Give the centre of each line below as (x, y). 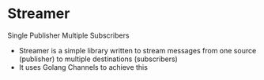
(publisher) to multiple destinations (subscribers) (98, 59)
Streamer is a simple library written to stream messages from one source (138, 50)
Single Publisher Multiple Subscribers (68, 35)
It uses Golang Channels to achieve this (83, 67)
